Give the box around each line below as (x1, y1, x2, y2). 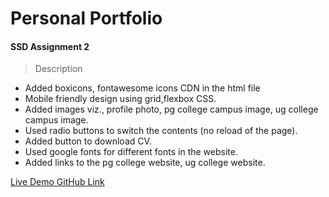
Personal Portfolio (10, 7, 163, 30)
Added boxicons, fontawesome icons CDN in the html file (24, 82, 261, 94)
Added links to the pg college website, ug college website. (24, 157, 266, 169)
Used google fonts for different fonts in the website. (24, 146, 238, 158)
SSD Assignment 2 (10, 40, 90, 52)
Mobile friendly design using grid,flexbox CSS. (24, 93, 217, 105)
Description (34, 63, 83, 75)
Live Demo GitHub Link (10, 176, 105, 188)
